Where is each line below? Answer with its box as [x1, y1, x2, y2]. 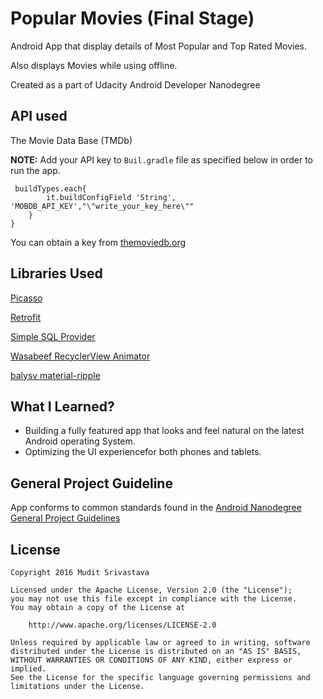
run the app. [10, 164, 61, 176]
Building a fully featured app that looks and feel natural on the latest [24, 425, 305, 437]
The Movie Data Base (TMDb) [10, 134, 133, 146]
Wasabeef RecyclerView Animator [10, 350, 151, 362]
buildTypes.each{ [14, 183, 87, 194]
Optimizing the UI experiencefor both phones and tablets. [24, 446, 262, 458]
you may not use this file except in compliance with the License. [10, 594, 298, 604]
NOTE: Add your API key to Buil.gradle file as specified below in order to [10, 153, 314, 166]
